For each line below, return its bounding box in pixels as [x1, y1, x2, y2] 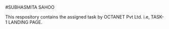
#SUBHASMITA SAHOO [5, 4, 55, 10]
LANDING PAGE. [8, 19, 43, 25]
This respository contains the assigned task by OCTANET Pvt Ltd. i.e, [5, 14, 150, 19]
